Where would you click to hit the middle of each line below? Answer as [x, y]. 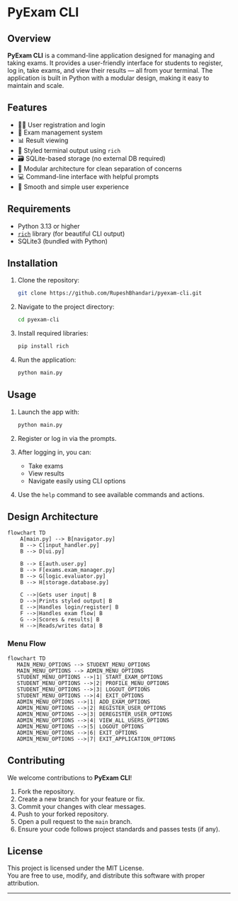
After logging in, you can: [55, 452]
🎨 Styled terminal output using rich [69, 150]
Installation [33, 264]
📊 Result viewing [43, 140]
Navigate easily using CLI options [77, 481]
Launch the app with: [48, 412]
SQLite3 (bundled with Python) [63, 241]
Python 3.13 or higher [49, 226]
